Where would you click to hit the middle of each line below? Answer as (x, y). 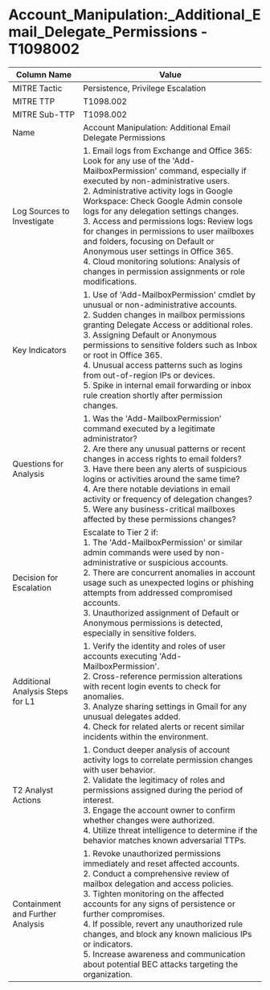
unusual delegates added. (132, 716)
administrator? (110, 438)
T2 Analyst (33, 789)
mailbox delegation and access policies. (158, 884)
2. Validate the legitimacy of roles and (154, 780)
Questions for (38, 463)
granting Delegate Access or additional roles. (168, 325)
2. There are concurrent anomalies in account (169, 572)
